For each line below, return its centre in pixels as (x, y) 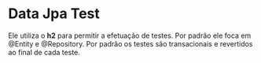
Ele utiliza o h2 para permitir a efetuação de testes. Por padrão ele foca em (130, 35)
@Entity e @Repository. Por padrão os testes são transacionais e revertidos (130, 43)
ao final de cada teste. (44, 52)
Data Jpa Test (54, 14)
